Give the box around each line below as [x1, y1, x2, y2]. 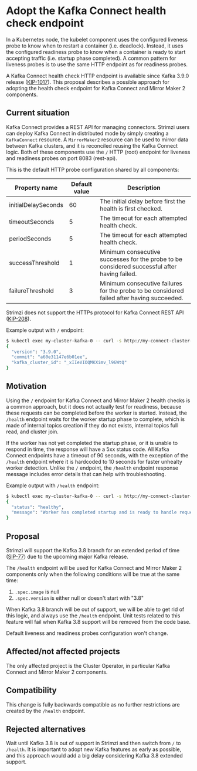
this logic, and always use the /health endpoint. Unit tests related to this [6, 612, 181, 619]
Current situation [6, 108, 70, 118]
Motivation [6, 381, 47, 391]
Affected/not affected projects [6, 647, 120, 657]
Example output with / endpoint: [6, 327, 84, 334]
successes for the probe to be [99, 255, 183, 263]
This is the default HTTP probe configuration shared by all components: [6, 166, 179, 173]
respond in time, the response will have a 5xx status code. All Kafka [6, 446, 169, 453]
